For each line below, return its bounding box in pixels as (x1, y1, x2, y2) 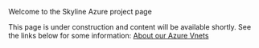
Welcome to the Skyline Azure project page (8, 7, 153, 16)
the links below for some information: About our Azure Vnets (8, 31, 209, 40)
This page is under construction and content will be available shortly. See (8, 22, 252, 31)
